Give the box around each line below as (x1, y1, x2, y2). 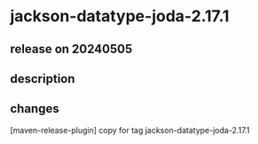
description (10, 71, 75, 86)
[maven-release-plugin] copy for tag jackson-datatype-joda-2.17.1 (10, 125, 250, 135)
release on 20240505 (10, 42, 133, 57)
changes (10, 102, 60, 117)
